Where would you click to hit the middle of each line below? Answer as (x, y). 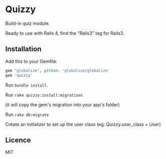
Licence (18, 140)
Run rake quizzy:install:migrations (44, 95)
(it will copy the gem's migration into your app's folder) (63, 104)
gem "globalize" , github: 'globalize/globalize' (58, 70)
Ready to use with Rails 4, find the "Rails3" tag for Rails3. (65, 33)
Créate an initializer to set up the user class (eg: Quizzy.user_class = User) (83, 124)
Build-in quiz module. (27, 23)
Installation (23, 49)
